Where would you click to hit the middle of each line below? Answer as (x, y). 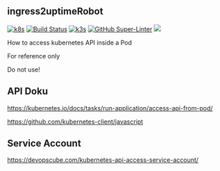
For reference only (34, 56)
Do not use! (24, 70)
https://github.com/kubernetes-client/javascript (75, 122)
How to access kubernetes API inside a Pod (70, 42)
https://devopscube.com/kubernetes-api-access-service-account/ (103, 160)
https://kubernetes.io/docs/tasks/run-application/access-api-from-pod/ (110, 108)
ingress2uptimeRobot (55, 11)
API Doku (28, 91)
